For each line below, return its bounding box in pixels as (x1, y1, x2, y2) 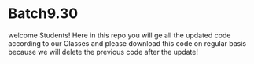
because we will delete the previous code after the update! (8, 47, 199, 56)
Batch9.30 (8, 5, 79, 23)
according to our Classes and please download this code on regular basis (8, 38, 246, 48)
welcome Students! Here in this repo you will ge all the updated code (8, 30, 231, 40)
